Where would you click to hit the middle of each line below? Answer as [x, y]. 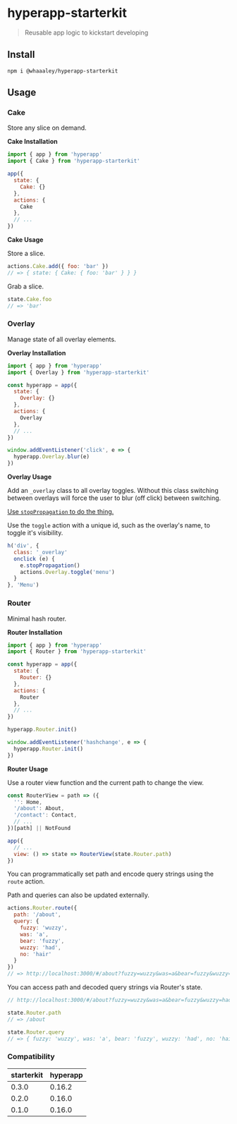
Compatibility [31, 1057]
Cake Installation [32, 142]
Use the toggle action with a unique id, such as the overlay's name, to [109, 525]
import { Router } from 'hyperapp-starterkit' [77, 652]
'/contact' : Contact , [45, 815]
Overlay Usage [30, 477]
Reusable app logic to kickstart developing [86, 32]
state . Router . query [36, 1032]
